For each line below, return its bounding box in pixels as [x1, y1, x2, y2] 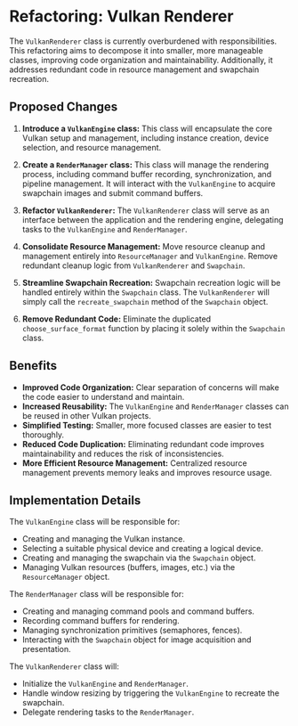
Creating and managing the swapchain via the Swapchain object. [21, 552, 256, 563]
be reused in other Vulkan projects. [21, 410, 151, 420]
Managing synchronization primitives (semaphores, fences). [21, 625, 243, 636]
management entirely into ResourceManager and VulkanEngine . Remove [21, 250, 278, 261]
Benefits [9, 358, 58, 373]
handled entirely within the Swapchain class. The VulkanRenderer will [21, 287, 270, 298]
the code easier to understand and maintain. [21, 391, 185, 402]
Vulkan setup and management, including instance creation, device [21, 132, 270, 143]
